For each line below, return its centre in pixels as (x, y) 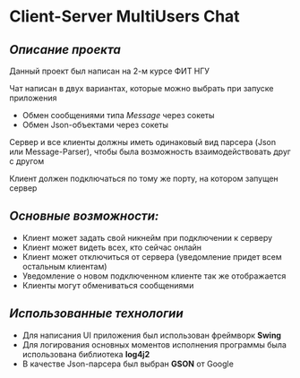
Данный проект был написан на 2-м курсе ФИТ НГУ (110, 71)
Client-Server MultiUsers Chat (124, 17)
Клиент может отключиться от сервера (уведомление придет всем (152, 256)
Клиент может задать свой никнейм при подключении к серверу (147, 237)
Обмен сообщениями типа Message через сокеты (118, 115)
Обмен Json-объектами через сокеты (95, 125)
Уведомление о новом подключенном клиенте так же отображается (154, 276)
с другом (27, 161)
